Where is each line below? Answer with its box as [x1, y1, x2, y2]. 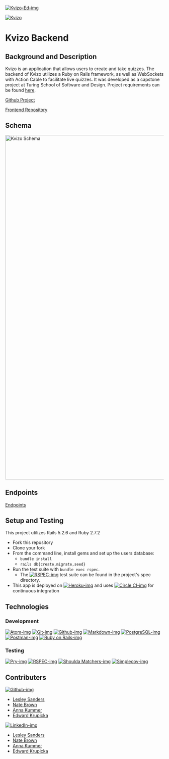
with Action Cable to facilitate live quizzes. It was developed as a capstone [5, 76, 160, 82]
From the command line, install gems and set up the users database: [12, 550, 154, 556]
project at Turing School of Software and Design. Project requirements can [5, 82, 160, 88]
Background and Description [5, 52, 97, 61]
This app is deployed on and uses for [12, 582, 154, 588]
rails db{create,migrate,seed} [20, 562, 86, 567]
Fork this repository [12, 539, 53, 545]
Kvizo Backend [5, 32, 69, 44]
